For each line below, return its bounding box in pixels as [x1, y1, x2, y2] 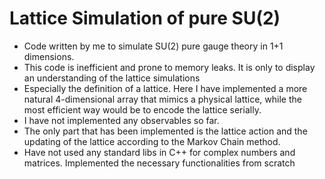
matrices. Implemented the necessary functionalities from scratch [23, 157, 296, 169]
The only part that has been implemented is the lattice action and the [23, 125, 308, 137]
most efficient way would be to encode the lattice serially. [23, 103, 262, 116]
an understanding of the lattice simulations [23, 72, 201, 84]
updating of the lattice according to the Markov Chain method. [23, 135, 281, 147]
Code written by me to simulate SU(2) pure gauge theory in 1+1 [23, 40, 284, 52]
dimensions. [23, 50, 75, 62]
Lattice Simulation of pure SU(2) [9, 7, 281, 30]
